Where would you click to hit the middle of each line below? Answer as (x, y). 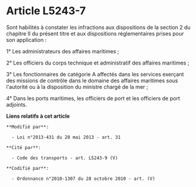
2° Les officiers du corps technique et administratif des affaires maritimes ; (98, 63)
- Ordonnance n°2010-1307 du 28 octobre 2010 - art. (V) (83, 179)
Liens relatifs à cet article (38, 116)
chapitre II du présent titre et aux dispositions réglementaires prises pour (95, 33)
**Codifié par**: (28, 168)
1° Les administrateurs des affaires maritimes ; (63, 51)
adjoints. (17, 104)
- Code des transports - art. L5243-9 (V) (65, 158)
